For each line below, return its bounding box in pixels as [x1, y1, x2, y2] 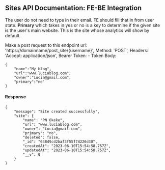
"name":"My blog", [14, 66, 52, 71]
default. [5, 32, 21, 38]
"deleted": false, [23, 135, 60, 140]
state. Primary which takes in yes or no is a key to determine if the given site [5, 22, 160, 28]
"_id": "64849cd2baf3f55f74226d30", [23, 140, 98, 144]
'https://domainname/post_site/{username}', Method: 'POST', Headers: [5, 47, 148, 53]
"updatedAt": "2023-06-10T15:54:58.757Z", [23, 148, 111, 153]
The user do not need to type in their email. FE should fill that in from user [5, 17, 154, 23]
